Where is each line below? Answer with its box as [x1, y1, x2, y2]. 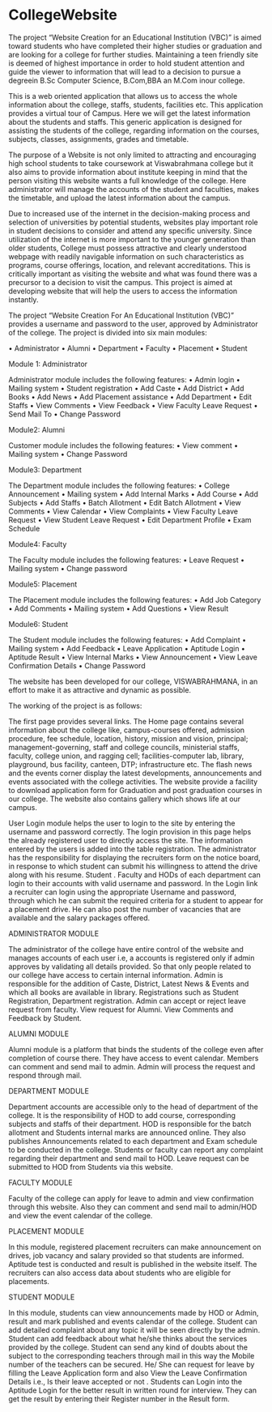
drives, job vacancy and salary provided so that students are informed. [8, 1250, 244, 1261]
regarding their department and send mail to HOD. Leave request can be [8, 1153, 249, 1163]
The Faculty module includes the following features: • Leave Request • [8, 555, 245, 565]
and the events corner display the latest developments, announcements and [8, 768, 262, 778]
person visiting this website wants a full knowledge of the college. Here [8, 176, 247, 186]
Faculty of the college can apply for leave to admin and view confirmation [8, 1193, 254, 1203]
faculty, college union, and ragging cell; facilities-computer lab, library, [8, 751, 244, 761]
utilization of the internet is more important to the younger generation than [8, 234, 257, 244]
